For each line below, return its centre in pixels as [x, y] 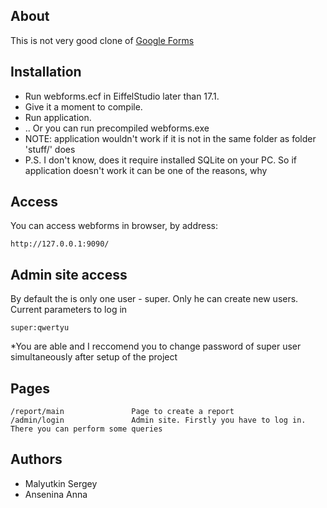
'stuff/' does [50, 149]
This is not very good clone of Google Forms [102, 40]
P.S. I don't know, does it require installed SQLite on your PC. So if [160, 160]
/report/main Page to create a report [122, 412]
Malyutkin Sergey [61, 483]
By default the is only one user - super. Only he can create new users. [154, 299]
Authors [36, 459]
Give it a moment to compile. [83, 106]
